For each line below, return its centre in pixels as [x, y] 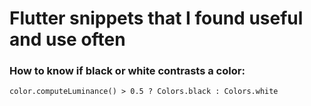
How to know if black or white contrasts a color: [127, 71]
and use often [67, 39]
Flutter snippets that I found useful [156, 18]
